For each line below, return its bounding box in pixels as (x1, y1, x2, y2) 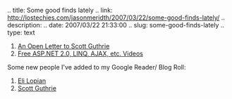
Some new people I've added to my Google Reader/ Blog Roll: (7, 63, 186, 71)
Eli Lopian (17, 77, 47, 85)
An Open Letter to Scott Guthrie (17, 42, 110, 50)
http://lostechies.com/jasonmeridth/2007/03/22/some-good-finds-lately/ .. (7, 13, 226, 22)
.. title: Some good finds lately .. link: (7, 6, 113, 14)
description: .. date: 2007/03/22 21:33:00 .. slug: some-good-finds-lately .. (7, 21, 224, 29)
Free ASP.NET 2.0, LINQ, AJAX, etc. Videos (17, 49, 143, 58)
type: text (7, 28, 35, 37)
